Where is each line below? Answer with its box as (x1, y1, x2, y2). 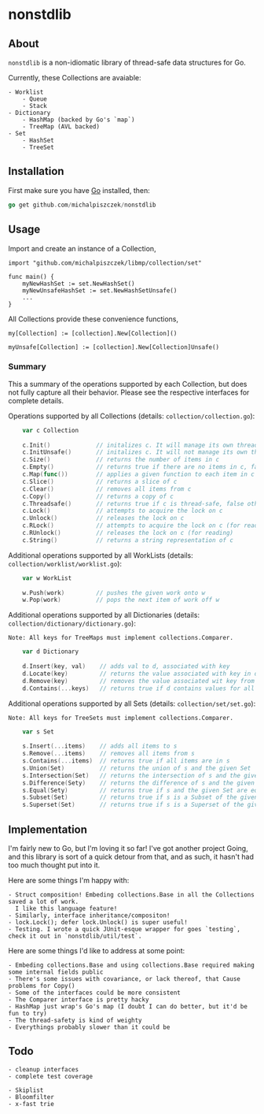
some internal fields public (8, 967, 104, 976)
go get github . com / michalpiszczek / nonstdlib (8, 201, 156, 209)
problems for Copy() (8, 982, 76, 990)
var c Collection (22, 426, 79, 434)
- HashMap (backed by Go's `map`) (22, 116, 135, 124)
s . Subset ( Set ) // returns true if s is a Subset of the (22, 793, 237, 801)
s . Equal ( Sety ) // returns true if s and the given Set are (22, 786, 247, 794)
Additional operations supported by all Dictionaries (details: (8, 611, 200, 620)
